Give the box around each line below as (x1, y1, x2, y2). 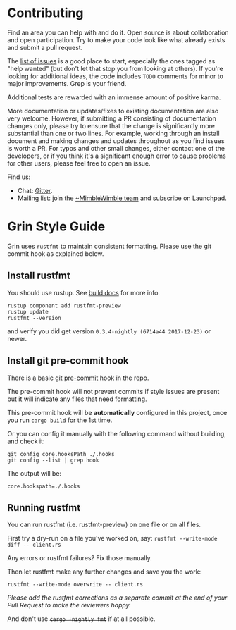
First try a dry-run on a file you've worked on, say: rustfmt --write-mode (7, 534, 218, 543)
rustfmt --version (7, 314, 61, 321)
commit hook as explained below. (7, 249, 104, 258)
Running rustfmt (7, 502, 81, 514)
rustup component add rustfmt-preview (7, 302, 121, 309)
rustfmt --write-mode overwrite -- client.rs (7, 581, 143, 588)
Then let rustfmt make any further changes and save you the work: (7, 567, 201, 576)
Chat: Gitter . (17, 186, 53, 194)
